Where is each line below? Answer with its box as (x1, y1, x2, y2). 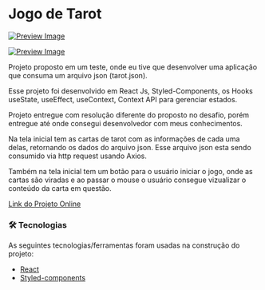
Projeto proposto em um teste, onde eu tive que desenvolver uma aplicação (8, 62, 258, 72)
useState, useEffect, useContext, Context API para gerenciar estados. (8, 94, 238, 104)
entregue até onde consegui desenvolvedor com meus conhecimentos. (8, 118, 243, 128)
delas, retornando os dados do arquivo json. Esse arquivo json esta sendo (8, 142, 251, 152)
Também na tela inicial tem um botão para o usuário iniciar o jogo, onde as (8, 166, 253, 176)
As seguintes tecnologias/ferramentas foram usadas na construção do (8, 240, 240, 250)
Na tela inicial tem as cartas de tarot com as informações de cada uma (8, 133, 240, 144)
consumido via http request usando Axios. (8, 151, 148, 161)
